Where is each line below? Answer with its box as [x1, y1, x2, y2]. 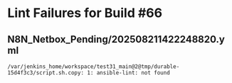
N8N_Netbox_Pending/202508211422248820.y [7, 33, 226, 45]
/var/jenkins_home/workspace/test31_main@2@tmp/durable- [7, 63, 180, 70]
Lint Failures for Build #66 [7, 5, 162, 21]
